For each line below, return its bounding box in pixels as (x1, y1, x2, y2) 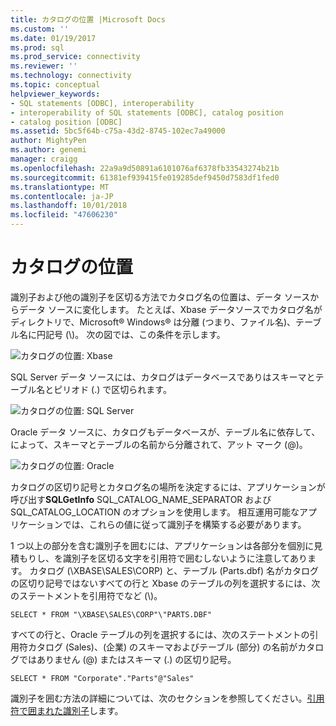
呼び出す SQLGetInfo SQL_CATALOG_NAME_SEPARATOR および (10, 493, 272, 505)
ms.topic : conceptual (10, 80, 101, 90)
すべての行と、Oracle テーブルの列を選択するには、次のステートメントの (10, 628, 310, 640)
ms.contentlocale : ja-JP (10, 191, 114, 201)
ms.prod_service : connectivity (10, 52, 141, 62)
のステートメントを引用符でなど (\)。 (10, 589, 163, 601)
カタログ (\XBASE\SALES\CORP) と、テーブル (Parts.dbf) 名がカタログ (29, 564, 320, 576)
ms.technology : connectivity (10, 71, 132, 81)
